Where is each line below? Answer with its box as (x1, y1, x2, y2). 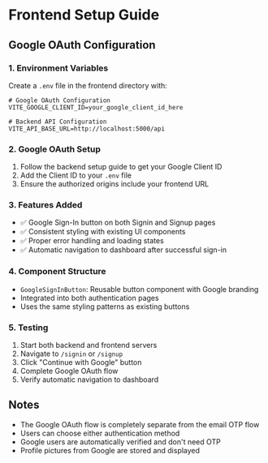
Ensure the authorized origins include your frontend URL (19, 179, 210, 189)
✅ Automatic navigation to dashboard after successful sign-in (19, 245, 227, 255)
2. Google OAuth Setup (8, 144, 102, 155)
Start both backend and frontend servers (19, 341, 158, 350)
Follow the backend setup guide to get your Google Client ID (19, 162, 223, 172)
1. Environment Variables (8, 62, 109, 74)
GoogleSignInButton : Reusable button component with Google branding (19, 284, 259, 294)
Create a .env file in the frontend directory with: (8, 80, 168, 90)
